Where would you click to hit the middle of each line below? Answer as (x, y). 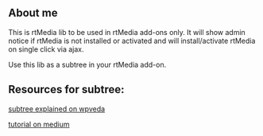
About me (33, 13)
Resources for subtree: (66, 89)
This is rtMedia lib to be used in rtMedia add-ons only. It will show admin (127, 32)
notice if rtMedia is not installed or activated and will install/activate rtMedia (132, 41)
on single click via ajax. (46, 49)
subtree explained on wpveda (57, 109)
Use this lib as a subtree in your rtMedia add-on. (87, 64)
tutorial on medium (39, 124)
